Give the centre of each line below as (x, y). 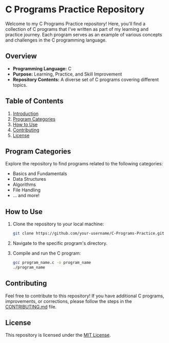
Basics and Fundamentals (40, 174)
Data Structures (29, 179)
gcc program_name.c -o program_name (52, 263)
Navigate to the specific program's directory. (60, 243)
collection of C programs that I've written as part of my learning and (77, 29)
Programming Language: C (42, 68)
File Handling (27, 190)
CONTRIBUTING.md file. (31, 307)
